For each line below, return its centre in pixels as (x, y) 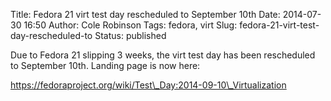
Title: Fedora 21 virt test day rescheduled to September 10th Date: (145, 14)
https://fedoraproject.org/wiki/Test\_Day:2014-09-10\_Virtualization (148, 85)
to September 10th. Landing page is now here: (105, 65)
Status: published (130, 35)
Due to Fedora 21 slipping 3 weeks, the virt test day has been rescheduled (163, 55)
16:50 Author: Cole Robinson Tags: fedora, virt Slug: (130, 25)
